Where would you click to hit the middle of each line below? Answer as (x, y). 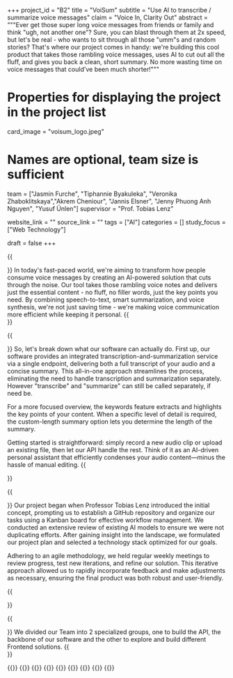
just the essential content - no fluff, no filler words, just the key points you (113, 292)
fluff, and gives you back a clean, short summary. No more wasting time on (115, 62)
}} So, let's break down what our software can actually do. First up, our (109, 348)
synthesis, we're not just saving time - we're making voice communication (113, 307)
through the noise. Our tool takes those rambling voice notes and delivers (112, 284)
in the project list (57, 113)
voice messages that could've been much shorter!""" (83, 69)
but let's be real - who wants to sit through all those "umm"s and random (112, 40)
